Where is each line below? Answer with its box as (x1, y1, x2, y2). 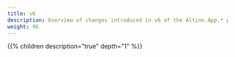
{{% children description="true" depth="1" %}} (7, 42, 143, 51)
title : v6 (7, 10, 36, 17)
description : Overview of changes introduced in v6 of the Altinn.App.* (7, 17, 224, 24)
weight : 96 (7, 23, 39, 30)
